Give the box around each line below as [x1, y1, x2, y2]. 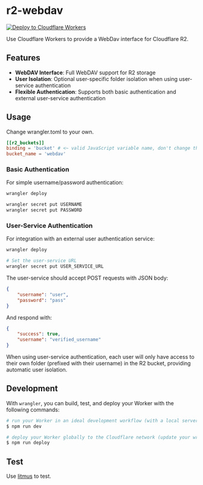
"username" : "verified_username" [17, 336, 101, 343]
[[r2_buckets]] [6, 140, 45, 146]
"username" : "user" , [17, 291, 69, 298]
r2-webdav [6, 4, 63, 18]
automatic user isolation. [6, 366, 68, 373]
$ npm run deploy [6, 440, 50, 446]
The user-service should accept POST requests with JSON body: [6, 274, 169, 281]
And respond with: [6, 313, 53, 321]
